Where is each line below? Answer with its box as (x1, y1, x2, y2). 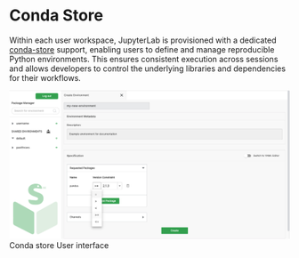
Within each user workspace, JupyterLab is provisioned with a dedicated (9, 35, 278, 45)
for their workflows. (9, 72, 82, 83)
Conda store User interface (9, 240, 109, 251)
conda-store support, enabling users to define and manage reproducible (9, 44, 275, 54)
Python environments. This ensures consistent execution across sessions (9, 53, 279, 64)
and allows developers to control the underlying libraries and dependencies (9, 63, 287, 74)
